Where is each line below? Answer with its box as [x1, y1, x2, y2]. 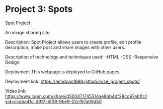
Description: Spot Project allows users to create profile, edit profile [5, 39, 142, 45]
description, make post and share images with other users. [5, 44, 126, 50]
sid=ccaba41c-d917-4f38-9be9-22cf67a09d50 [5, 98, 102, 105]
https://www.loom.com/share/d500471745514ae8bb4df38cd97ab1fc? [5, 93, 148, 99]
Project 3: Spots [5, 3, 73, 15]
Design [5, 59, 20, 65]
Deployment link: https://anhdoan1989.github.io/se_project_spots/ [5, 78, 140, 84]
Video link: [5, 88, 27, 94]
